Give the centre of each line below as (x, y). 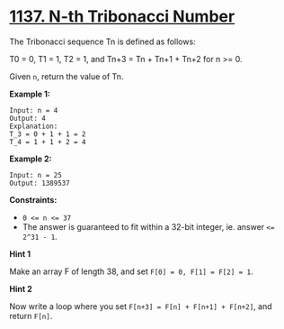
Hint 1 (20, 253)
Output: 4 (28, 118)
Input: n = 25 (36, 175)
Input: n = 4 (34, 110)
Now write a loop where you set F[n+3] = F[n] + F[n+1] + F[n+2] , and (141, 306)
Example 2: (31, 159)
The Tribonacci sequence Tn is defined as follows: (102, 41)
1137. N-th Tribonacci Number (122, 17)
